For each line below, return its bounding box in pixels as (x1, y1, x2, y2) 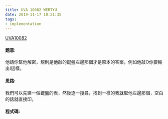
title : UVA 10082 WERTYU (5, 7, 57, 12)
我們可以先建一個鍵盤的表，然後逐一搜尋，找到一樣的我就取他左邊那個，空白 (5, 89, 163, 95)
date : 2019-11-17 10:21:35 (5, 12, 62, 17)
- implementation (5, 21, 42, 26)
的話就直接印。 (5, 96, 36, 102)
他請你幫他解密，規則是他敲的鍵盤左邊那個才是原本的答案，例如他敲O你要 (5, 59, 158, 65)
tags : (5, 16, 17, 21)
